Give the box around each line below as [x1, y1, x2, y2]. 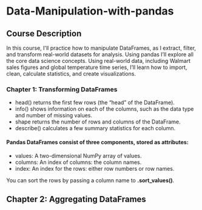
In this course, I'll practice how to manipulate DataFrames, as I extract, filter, [6, 44, 196, 51]
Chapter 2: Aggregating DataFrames [6, 194, 147, 204]
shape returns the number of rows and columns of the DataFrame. [15, 118, 181, 125]
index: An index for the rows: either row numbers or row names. [15, 165, 175, 172]
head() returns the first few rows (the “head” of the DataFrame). [15, 99, 175, 107]
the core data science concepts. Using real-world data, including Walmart [6, 57, 191, 64]
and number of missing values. [15, 112, 93, 119]
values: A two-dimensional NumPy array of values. [15, 152, 142, 159]
